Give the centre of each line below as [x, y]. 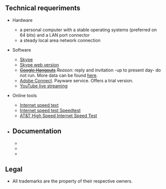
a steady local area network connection [60, 40]
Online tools [25, 95]
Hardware [23, 20]
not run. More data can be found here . [59, 75]
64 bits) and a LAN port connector [55, 35]
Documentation [37, 131]
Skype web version [39, 64]
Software [22, 50]
